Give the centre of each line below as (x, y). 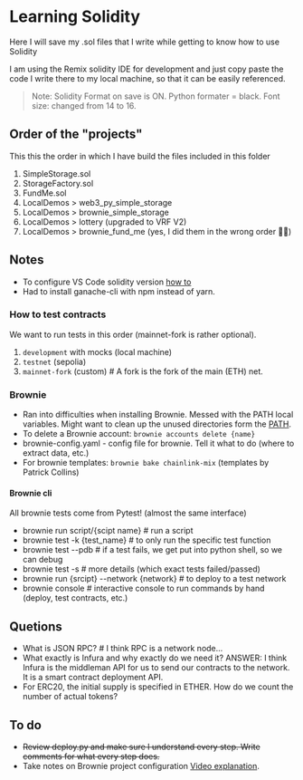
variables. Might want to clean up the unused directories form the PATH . (157, 424)
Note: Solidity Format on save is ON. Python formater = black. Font (156, 96)
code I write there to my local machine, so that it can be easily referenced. (147, 78)
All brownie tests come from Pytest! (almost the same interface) (128, 513)
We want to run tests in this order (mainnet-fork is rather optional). (133, 334)
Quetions (36, 626)
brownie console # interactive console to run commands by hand (143, 588)
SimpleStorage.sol (57, 173)
